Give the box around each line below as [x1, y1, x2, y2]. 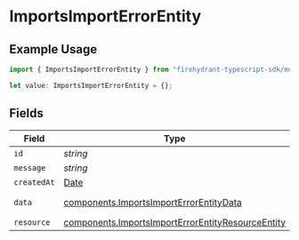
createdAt [13, 177, 55, 188]
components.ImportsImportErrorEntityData [63, 196, 242, 208]
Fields [9, 106, 44, 121]
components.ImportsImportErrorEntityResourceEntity [63, 216, 287, 228]
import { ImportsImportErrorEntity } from [9, 65, 169, 74]
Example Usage [9, 42, 98, 57]
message [13, 163, 46, 172]
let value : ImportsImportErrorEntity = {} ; [9, 81, 174, 90]
